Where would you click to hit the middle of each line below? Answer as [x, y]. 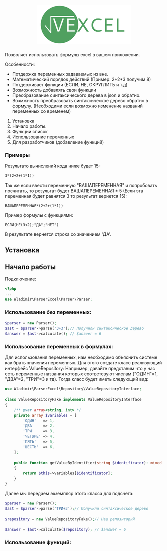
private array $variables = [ [46, 415]
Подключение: [21, 279]
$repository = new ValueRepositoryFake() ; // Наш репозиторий [70, 519]
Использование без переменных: [48, 312]
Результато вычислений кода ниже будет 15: [53, 166]
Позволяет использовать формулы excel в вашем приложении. [73, 54]
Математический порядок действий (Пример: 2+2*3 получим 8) [82, 79]
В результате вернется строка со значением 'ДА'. [58, 234]
